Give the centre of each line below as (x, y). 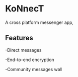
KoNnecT (25, 9)
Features (19, 38)
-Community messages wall (34, 69)
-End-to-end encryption (30, 60)
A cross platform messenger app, (39, 22)
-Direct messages (23, 50)
